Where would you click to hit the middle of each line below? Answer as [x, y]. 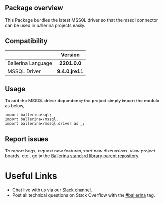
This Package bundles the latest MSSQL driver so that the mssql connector [82, 20]
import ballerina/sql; [28, 115]
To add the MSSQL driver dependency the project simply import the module [82, 101]
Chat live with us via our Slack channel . [52, 190]
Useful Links [31, 176]
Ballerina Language [30, 63]
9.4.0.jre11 [70, 71]
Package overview [34, 8]
